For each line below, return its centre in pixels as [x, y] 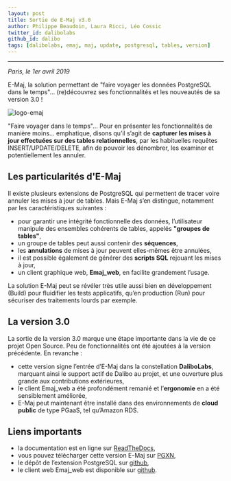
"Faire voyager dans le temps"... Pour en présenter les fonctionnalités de [110, 126]
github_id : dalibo [34, 39]
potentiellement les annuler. [47, 155]
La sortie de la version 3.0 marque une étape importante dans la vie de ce [112, 338]
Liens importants [45, 432]
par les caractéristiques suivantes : [57, 208]
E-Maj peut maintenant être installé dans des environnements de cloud [118, 403]
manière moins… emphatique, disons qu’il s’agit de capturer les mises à [110, 133]
